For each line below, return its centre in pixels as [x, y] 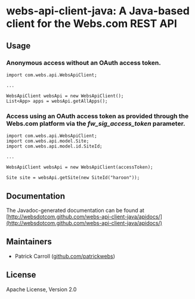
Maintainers [29, 242]
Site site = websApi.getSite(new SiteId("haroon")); [73, 178]
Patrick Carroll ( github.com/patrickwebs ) [65, 256]
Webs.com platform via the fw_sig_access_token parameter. [96, 124]
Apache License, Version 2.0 [41, 289]
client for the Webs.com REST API [92, 24]
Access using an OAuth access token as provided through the [97, 116]
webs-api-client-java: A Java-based [98, 11]
